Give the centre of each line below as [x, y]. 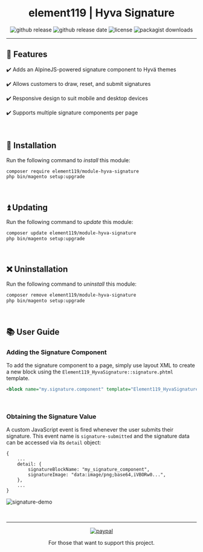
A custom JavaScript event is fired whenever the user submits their [90, 430]
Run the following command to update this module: [70, 222]
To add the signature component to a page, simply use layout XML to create [101, 366]
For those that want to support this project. [101, 543]
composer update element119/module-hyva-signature [71, 233]
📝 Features [27, 54]
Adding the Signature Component [56, 352]
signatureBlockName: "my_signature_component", [89, 470]
